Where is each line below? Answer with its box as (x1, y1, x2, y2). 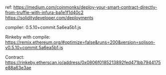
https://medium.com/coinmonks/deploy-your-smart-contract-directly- (13, 4, 158, 10)
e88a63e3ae (5, 65, 31, 71)
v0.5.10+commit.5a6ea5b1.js (5, 45, 63, 50)
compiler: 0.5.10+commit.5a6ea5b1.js (5, 24, 81, 30)
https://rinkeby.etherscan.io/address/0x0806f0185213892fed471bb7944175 (5, 60, 161, 65)
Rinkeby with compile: (5, 34, 51, 40)
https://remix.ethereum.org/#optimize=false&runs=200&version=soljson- (5, 39, 156, 45)
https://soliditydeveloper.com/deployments (5, 15, 94, 20)
